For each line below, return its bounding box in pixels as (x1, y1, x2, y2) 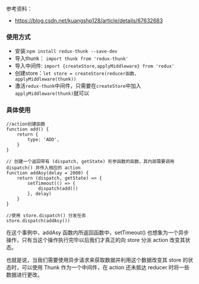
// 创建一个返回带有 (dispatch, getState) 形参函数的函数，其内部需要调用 (6, 158, 175, 164)
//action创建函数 (6, 121, 46, 127)
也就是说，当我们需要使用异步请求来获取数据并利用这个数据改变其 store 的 (6, 256, 188, 263)
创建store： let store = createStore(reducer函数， (14, 70, 139, 77)
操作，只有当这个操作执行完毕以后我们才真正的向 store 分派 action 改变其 (6, 236, 185, 243)
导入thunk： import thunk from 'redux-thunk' (14, 55, 129, 62)
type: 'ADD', (27, 136, 60, 142)
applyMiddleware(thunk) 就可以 (14, 90, 90, 97)
